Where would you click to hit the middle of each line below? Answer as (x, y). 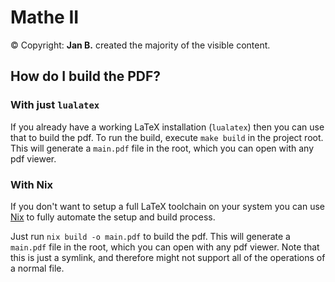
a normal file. (37, 268)
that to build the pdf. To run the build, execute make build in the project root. (167, 137)
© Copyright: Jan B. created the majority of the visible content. (140, 45)
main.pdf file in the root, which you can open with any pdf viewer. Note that (165, 247)
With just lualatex (55, 105)
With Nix (31, 184)
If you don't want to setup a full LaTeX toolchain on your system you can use (167, 206)
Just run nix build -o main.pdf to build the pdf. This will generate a (150, 236)
